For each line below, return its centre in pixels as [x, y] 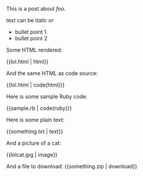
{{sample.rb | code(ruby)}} [39, 108]
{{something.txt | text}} [35, 131]
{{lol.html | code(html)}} [35, 85]
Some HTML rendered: [34, 50]
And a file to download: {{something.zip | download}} [72, 166]
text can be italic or [30, 20]
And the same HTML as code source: [52, 73]
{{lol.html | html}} [28, 62]
